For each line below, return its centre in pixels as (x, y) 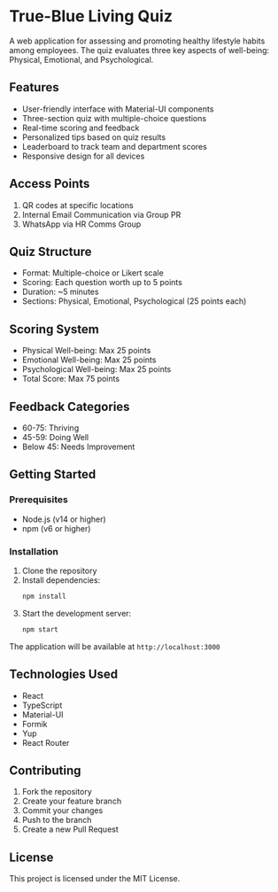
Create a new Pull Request (70, 829)
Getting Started (53, 474)
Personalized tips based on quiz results (94, 137)
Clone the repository (59, 570)
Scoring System (54, 329)
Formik (35, 724)
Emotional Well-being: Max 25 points (89, 360)
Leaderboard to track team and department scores (115, 146)
